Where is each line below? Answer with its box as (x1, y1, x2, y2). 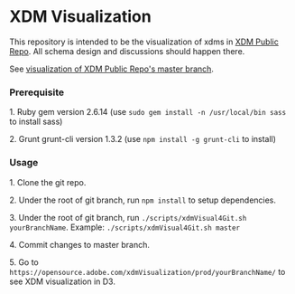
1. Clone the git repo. (9, 176, 87, 187)
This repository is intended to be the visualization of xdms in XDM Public (9, 36, 280, 47)
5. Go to (9, 256, 39, 268)
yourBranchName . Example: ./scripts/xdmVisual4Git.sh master (9, 222, 241, 232)
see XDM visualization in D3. (9, 276, 115, 287)
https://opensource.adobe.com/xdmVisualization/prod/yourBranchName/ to (9, 266, 286, 277)
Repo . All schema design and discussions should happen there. (9, 45, 245, 56)
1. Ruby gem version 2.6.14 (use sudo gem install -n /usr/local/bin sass (9, 107, 287, 118)
